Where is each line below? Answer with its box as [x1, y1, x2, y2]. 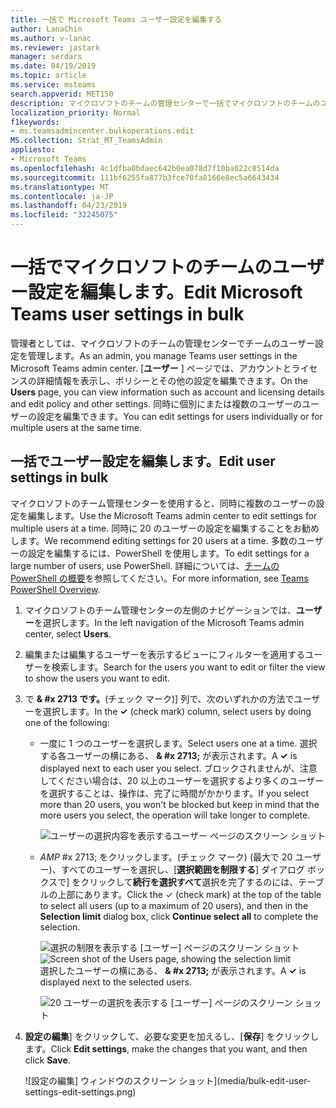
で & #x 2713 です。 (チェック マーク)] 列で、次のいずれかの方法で [24, 692, 295, 705]
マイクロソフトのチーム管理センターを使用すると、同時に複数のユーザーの [10, 497, 317, 509]
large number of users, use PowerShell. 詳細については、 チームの [10, 559, 280, 571]
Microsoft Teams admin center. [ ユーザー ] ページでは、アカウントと [10, 362, 292, 374]
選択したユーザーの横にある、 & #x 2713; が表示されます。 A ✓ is [39, 964, 307, 976]
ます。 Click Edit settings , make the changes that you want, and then [24, 1042, 308, 1055]
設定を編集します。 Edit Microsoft [28, 281, 303, 304]
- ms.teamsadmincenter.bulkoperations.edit [10, 126, 195, 136]
